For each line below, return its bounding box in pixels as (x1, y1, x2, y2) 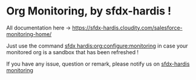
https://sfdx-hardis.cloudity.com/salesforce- (72, 24, 183, 31)
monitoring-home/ (6, 30, 52, 37)
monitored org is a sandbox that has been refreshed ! (6, 48, 139, 55)
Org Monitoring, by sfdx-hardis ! (6, 4, 172, 18)
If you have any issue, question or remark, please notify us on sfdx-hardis (6, 60, 190, 67)
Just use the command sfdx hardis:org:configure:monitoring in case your (6, 42, 189, 49)
